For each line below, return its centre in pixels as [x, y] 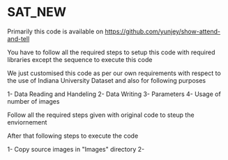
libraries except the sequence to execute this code [80, 59]
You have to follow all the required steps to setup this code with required [111, 52]
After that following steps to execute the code [73, 136]
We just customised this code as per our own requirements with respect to [114, 73]
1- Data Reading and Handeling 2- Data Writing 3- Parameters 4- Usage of [114, 94]
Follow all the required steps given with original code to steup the [101, 115]
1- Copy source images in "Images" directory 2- [76, 149]
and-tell [18, 38]
